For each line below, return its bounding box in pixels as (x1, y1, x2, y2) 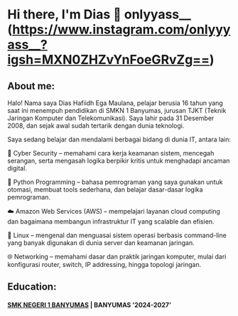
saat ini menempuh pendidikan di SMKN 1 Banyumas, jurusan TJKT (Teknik (7, 107, 227, 114)
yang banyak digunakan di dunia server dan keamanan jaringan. (7, 239, 195, 247)
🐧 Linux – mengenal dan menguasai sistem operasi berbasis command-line (7, 231, 227, 239)
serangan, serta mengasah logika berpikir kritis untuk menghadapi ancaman (7, 156, 230, 165)
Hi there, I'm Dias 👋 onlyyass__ (7, 6, 192, 23)
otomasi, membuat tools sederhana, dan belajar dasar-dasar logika (7, 185, 204, 194)
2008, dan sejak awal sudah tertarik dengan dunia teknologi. (7, 121, 185, 130)
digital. (7, 164, 27, 173)
